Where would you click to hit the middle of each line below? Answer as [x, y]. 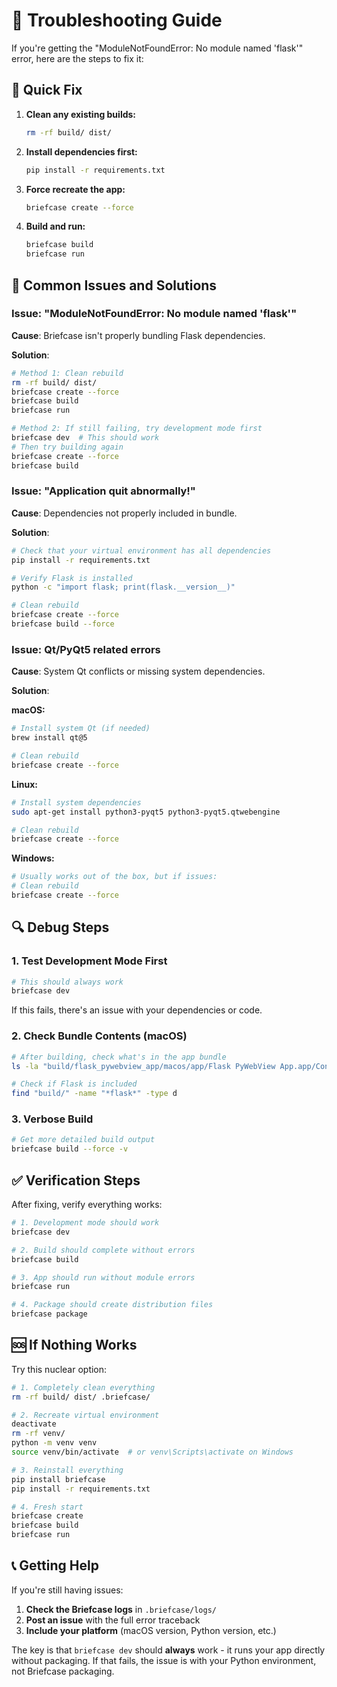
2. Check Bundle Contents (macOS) [99, 1036]
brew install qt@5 [49, 738]
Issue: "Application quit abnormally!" [103, 491]
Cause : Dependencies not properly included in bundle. [124, 513]
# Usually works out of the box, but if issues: [114, 877]
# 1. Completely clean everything [83, 1387]
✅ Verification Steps [76, 1180]
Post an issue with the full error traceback [113, 1620]
